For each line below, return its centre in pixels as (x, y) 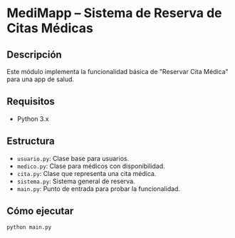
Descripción (34, 55)
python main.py (29, 227)
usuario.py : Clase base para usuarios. (73, 158)
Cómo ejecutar (40, 211)
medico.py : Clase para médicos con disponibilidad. (91, 166)
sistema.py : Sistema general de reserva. (76, 181)
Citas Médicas (50, 28)
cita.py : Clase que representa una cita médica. (87, 173)
